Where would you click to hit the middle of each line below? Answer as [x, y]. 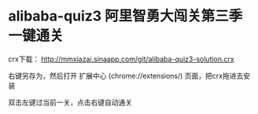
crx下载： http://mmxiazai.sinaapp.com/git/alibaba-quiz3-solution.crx [121, 59]
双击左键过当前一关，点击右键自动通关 [70, 102]
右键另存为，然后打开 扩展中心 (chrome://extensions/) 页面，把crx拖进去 [126, 75]
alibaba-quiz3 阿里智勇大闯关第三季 [125, 16]
